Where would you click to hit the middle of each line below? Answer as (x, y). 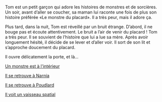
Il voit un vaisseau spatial (30, 94)
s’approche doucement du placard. (40, 47)
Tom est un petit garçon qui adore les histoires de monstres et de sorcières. (81, 7)
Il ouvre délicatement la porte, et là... (42, 57)
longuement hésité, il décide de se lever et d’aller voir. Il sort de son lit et (78, 42)
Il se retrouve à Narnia (27, 76)
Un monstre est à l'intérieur (32, 66)
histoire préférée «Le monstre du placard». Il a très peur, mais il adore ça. (79, 17)
